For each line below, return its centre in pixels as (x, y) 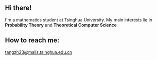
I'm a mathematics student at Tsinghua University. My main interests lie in (79, 20)
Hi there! (18, 8)
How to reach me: (32, 40)
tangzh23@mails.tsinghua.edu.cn (39, 52)
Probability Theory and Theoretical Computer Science (61, 25)
